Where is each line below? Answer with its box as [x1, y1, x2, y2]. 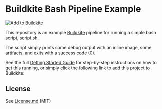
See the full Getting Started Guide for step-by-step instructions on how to [5, 59, 157, 65]
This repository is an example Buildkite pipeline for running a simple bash [5, 29, 156, 35]
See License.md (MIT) [5, 98, 51, 104]
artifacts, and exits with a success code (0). [5, 50, 96, 56]
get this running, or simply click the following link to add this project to [5, 65, 150, 71]
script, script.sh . [5, 35, 39, 41]
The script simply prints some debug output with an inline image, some [5, 44, 152, 50]
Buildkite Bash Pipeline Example [5, 3, 141, 15]
